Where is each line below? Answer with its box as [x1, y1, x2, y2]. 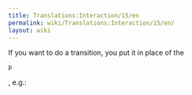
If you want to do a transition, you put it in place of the [8, 48, 184, 58]
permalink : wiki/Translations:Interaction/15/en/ [8, 19, 175, 27]
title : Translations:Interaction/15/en [8, 11, 140, 20]
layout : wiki [8, 26, 51, 34]
